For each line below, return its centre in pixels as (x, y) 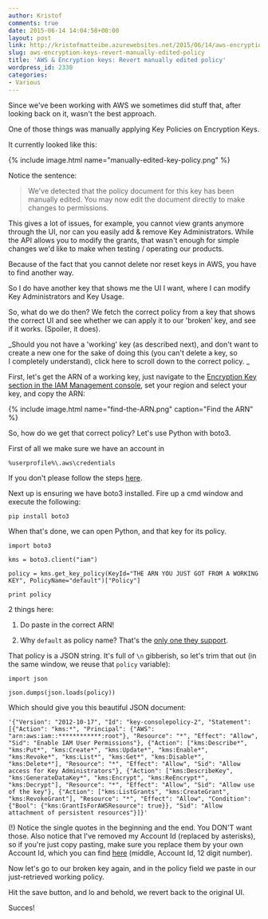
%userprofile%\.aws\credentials (62, 463)
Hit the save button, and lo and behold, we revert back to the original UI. (126, 892)
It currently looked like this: (53, 144)
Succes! (22, 907)
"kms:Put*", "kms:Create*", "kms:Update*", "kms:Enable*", (108, 750)
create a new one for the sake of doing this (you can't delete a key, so (123, 352)
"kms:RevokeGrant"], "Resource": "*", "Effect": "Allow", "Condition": (130, 799)
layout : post (30, 38)
